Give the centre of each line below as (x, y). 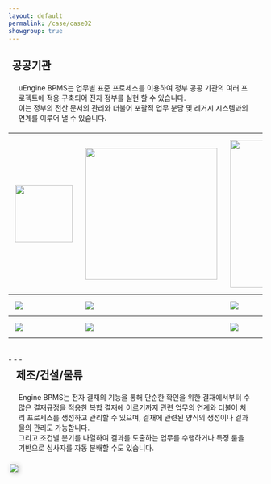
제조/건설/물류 (49, 375)
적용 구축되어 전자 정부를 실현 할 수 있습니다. (116, 98)
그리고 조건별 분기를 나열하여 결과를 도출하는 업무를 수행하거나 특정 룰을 (131, 437)
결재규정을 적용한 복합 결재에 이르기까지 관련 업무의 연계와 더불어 (135, 407)
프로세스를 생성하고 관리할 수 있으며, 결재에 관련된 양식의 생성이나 (130, 417)
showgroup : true (35, 31)
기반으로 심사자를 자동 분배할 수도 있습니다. (87, 448)
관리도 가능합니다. (62, 428)
